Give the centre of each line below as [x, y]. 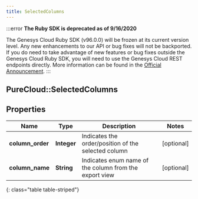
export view [98, 175]
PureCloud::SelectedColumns [62, 90]
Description [119, 126]
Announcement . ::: [29, 71]
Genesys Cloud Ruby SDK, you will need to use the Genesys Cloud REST [94, 58]
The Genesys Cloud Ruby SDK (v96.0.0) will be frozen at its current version [98, 39]
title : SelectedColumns [35, 11]
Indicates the [100, 136]
